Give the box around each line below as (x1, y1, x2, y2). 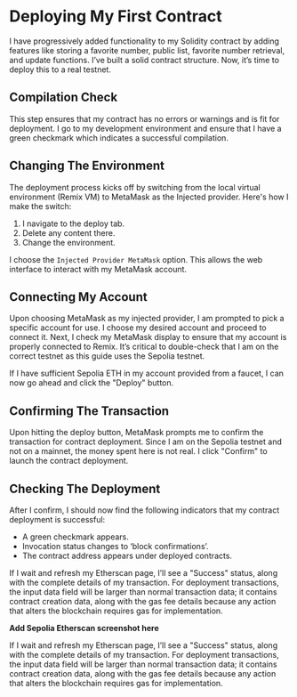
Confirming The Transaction (9, 403, 170, 418)
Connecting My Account (9, 289, 148, 304)
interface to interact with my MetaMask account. (9, 263, 188, 274)
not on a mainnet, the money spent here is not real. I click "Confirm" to (9, 446, 269, 457)
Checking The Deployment (9, 481, 161, 496)
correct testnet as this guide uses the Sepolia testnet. (9, 351, 205, 361)
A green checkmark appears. (21, 531, 129, 542)
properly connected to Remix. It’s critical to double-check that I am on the (9, 341, 279, 353)
